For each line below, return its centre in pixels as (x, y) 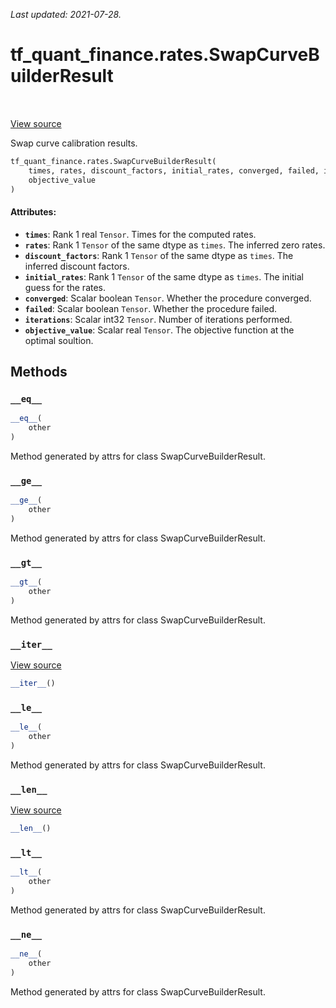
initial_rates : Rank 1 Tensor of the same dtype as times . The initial (164, 276)
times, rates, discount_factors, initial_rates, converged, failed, (174, 170)
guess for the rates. (65, 287)
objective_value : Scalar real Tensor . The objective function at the (159, 330)
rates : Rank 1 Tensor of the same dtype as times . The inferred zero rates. (175, 245)
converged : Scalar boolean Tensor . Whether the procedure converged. (168, 298)
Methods (39, 372)
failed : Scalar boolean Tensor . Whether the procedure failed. (151, 308)
